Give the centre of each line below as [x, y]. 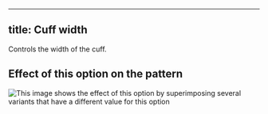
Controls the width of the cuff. [57, 49]
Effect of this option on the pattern [96, 74]
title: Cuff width [48, 30]
